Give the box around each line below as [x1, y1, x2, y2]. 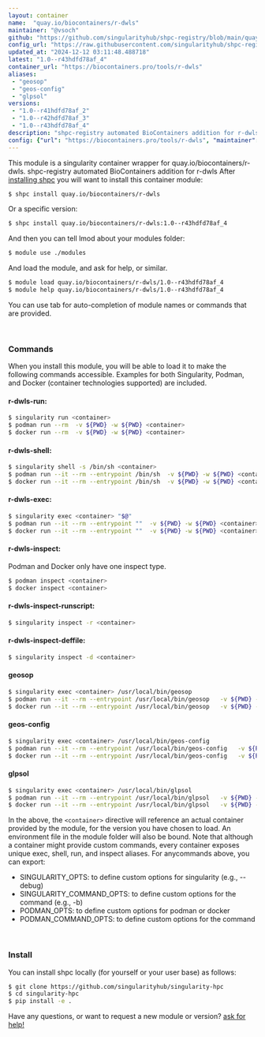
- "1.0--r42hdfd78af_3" [11, 114, 90, 122]
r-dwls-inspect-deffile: [8, 636, 86, 646]
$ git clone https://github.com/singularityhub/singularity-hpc [8, 983, 224, 990]
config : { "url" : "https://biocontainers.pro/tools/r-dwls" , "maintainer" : [8, 136, 259, 144]
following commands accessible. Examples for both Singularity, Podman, [8, 370, 244, 380]
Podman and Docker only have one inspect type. [8, 561, 167, 571]
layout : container [8, 11, 69, 20]
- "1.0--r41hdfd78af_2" [11, 107, 90, 115]
